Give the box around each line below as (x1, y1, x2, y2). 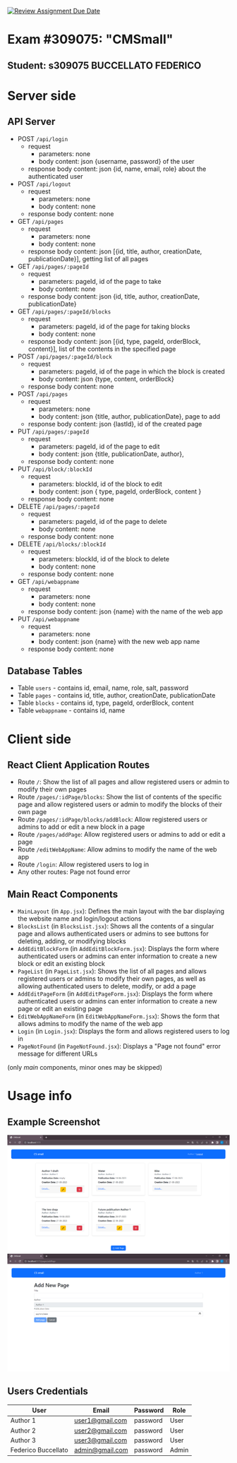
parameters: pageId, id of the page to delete (38, 517, 167, 525)
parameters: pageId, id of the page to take (38, 277, 162, 285)
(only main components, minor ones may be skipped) (7, 1063, 163, 1072)
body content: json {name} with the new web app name (38, 637, 200, 645)
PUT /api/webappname (17, 614, 80, 623)
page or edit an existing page (17, 1005, 103, 1013)
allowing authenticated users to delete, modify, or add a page (17, 982, 196, 991)
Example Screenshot (7, 1116, 101, 1128)
